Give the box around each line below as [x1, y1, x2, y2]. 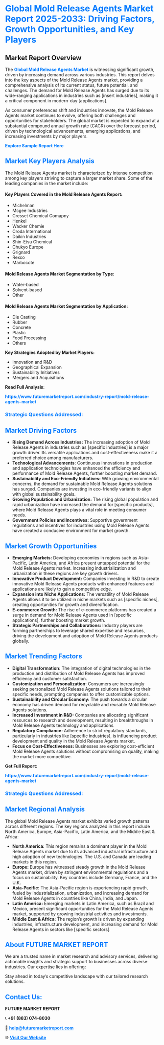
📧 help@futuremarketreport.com [5, 1025, 74, 1031]
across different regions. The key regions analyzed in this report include [5, 823, 150, 829]
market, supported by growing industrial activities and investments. [12, 911, 148, 917]
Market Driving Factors [5, 426, 77, 435]
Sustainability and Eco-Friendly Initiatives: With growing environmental [12, 476, 159, 482]
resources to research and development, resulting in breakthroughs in [12, 717, 153, 723]
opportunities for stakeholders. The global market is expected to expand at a [5, 118, 160, 123]
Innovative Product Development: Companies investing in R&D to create [12, 576, 160, 581]
